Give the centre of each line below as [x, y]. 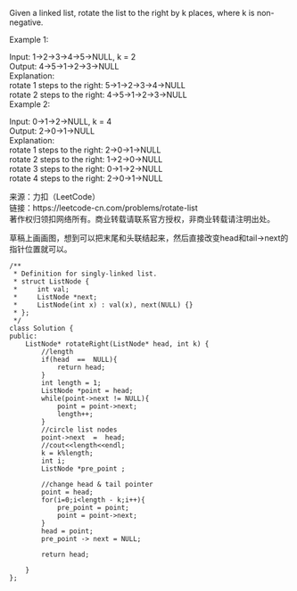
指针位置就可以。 [41, 249]
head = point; [67, 531]
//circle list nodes [79, 430]
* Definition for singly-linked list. [85, 274]
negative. [26, 22]
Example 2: [30, 104]
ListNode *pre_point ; [83, 469]
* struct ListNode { [51, 282]
